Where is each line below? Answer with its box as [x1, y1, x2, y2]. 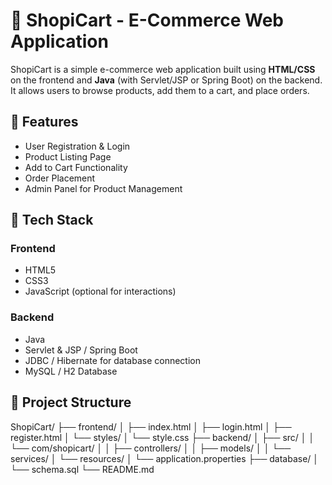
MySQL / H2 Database [24, 365, 118, 377]
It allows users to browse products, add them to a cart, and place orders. [10, 84, 310, 96]
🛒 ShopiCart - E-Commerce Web [10, 9, 284, 32]
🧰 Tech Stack [10, 212, 94, 229]
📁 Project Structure [10, 394, 132, 411]
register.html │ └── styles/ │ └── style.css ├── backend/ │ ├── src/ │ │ [10, 431, 315, 443]
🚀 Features [10, 114, 79, 131]
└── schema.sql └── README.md [10, 463, 155, 475]
